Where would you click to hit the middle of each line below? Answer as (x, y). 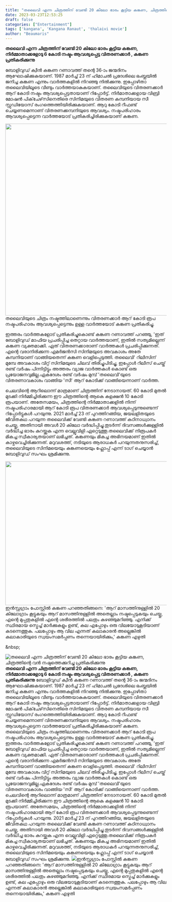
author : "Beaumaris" (27, 34)
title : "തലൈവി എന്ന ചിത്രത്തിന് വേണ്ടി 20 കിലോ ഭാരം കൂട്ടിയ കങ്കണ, (77, 10)
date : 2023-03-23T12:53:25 (34, 15)
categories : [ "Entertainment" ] (39, 24)
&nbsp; (13, 647)
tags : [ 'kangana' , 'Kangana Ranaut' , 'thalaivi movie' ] (66, 29)
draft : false (19, 19)
